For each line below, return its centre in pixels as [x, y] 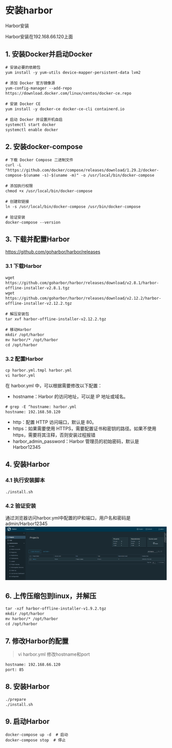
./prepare [16, 699]
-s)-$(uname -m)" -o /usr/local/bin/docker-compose [98, 175]
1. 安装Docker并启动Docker [49, 54]
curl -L [14, 165]
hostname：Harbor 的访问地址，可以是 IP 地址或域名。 [70, 396]
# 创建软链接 [17, 201]
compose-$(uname [23, 175]
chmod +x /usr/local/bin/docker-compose [49, 191]
